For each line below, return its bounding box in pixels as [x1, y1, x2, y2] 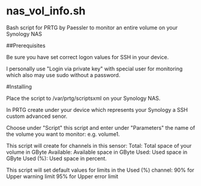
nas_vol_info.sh [6, 4, 86, 18]
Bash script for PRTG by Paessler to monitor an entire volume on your [6, 24, 178, 31]
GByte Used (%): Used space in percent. [6, 154, 107, 162]
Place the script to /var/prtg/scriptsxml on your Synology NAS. [6, 94, 161, 102]
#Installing [6, 83, 32, 90]
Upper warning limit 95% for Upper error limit [6, 172, 119, 180]
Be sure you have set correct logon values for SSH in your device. [6, 53, 169, 60]
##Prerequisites [6, 42, 46, 49]
